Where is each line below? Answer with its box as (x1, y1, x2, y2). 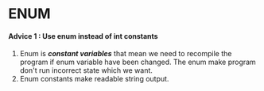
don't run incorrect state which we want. (19, 66, 153, 75)
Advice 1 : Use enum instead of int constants (8, 31, 158, 40)
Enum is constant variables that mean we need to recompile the (19, 49, 232, 59)
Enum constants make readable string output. (19, 74, 169, 84)
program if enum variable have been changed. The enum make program (19, 57, 256, 67)
